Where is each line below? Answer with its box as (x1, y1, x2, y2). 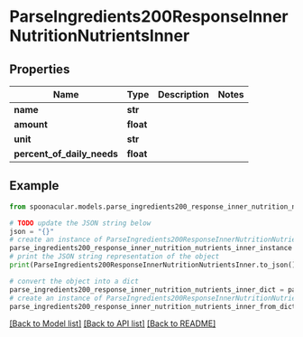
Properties (9, 61, 70, 77)
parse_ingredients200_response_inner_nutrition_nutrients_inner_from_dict (9, 302, 297, 311)
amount (14, 118, 48, 130)
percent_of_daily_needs (14, 147, 119, 160)
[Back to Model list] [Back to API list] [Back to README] (9, 318, 216, 329)
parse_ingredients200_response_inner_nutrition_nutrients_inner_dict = (9, 285, 284, 295)
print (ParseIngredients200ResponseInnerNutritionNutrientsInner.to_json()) (9, 260, 300, 270)
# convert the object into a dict (9, 276, 140, 286)
